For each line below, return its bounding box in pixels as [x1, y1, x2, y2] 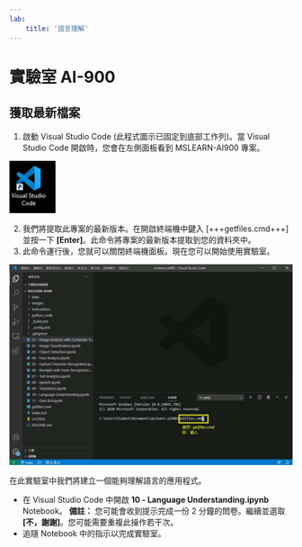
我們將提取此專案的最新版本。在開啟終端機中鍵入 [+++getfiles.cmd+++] [22, 223, 289, 234]
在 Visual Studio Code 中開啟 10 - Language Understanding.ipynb [22, 494, 270, 505]
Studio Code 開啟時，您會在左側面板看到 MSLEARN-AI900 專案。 [22, 142, 265, 153]
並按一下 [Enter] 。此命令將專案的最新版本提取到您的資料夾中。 [22, 234, 256, 245]
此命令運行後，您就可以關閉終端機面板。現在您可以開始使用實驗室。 [22, 246, 275, 256]
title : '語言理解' [25, 23, 89, 33]
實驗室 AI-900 [9, 67, 116, 87]
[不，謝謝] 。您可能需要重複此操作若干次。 [22, 516, 179, 527]
